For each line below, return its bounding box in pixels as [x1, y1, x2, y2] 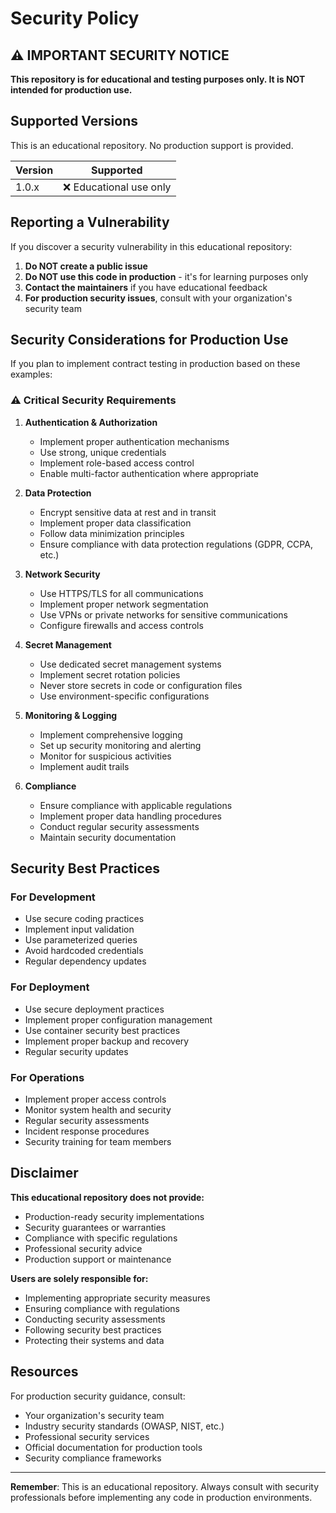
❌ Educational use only [63, 180, 172, 194]
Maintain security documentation [39, 831, 177, 843]
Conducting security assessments [24, 1313, 166, 1325]
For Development [10, 890, 96, 904]
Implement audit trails [39, 760, 130, 772]
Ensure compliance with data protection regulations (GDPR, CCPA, [39, 538, 313, 550]
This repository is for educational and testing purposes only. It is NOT [10, 73, 306, 85]
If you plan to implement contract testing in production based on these [10, 358, 301, 370]
